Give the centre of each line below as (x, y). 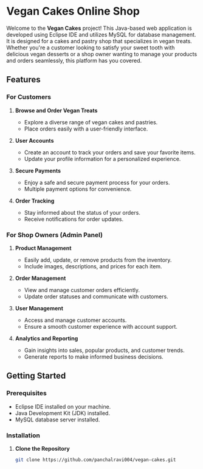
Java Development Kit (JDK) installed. (63, 413)
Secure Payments (38, 170)
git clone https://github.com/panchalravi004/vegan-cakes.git (95, 460)
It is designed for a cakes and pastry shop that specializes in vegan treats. (99, 41)
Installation (23, 435)
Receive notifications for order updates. (74, 219)
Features (23, 80)
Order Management (40, 278)
